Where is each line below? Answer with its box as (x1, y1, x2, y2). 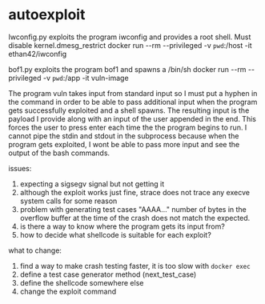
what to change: (8, 246, 62, 255)
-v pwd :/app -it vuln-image (42, 73, 130, 82)
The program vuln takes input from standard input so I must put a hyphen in (8, 88, 258, 98)
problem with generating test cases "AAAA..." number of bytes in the (19, 204, 247, 214)
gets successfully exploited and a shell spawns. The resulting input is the (8, 106, 250, 115)
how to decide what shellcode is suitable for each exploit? (19, 230, 212, 239)
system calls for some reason (19, 196, 118, 206)
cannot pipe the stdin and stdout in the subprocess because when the (8, 130, 239, 141)
